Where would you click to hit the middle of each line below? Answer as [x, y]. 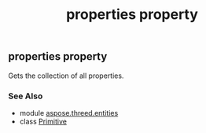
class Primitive [43, 121]
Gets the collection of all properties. [66, 76]
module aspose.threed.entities [69, 113]
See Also [26, 96]
